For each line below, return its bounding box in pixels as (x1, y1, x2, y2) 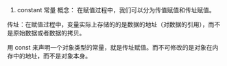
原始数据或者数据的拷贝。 (12, 29, 86, 37)
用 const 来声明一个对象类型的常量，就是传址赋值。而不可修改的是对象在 (7, 44, 213, 51)
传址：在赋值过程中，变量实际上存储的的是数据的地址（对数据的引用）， (7, 20, 208, 29)
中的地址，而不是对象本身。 (12, 52, 91, 60)
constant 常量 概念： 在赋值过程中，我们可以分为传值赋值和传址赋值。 (16, 6, 216, 14)
